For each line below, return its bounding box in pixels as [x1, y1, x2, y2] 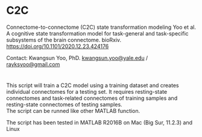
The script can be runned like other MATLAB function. [6, 108, 140, 115]
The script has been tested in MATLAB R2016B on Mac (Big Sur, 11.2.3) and [6, 119, 193, 126]
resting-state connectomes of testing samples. [6, 101, 122, 108]
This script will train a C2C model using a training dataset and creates [6, 82, 179, 89]
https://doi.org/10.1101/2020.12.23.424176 [6, 43, 109, 50]
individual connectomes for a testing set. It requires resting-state [6, 88, 168, 96]
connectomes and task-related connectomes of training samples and [6, 94, 178, 102]
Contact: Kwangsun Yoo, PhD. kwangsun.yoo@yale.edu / [6, 54, 148, 61]
